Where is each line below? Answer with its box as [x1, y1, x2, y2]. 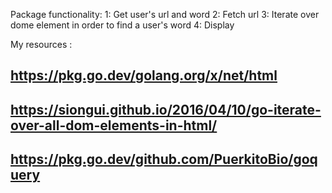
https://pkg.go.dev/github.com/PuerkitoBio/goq [10, 151, 318, 168]
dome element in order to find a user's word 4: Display [10, 19, 235, 31]
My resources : [10, 39, 73, 50]
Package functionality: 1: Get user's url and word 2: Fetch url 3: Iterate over [10, 9, 320, 20]
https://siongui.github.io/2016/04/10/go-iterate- [10, 101, 322, 118]
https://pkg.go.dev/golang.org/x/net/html [10, 67, 278, 84]
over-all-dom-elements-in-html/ [10, 117, 218, 134]
